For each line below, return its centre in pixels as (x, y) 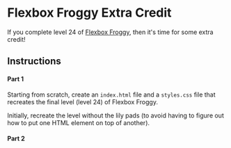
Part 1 (16, 79)
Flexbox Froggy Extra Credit (89, 13)
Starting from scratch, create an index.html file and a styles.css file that (111, 94)
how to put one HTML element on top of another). (79, 122)
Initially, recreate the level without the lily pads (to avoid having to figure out (115, 115)
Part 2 (16, 139)
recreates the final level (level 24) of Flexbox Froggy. (83, 101)
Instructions (34, 61)
